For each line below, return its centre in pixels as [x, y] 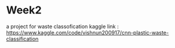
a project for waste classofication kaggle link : [62, 26]
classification [22, 39]
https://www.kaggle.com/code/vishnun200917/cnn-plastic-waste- [87, 32]
